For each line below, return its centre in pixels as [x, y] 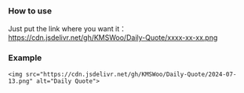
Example [25, 58]
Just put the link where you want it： [67, 29]
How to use [30, 11]
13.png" [21, 81]
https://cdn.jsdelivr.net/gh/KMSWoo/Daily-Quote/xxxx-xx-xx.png [113, 38]
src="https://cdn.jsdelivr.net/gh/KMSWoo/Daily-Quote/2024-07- [131, 74]
